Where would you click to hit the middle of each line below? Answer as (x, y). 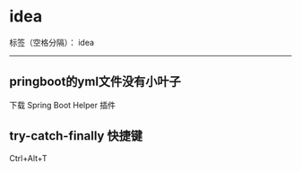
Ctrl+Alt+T (28, 158)
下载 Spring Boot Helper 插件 (63, 105)
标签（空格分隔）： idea (52, 42)
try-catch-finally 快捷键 (76, 136)
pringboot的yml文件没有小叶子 (95, 82)
